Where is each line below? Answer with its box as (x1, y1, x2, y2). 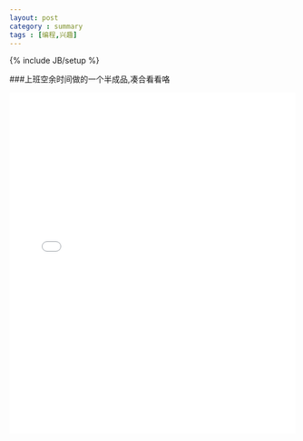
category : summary (9, 22, 83, 31)
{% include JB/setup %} (9, 55, 100, 66)
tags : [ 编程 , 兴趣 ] (9, 30, 78, 39)
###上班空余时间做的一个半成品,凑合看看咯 (9, 74, 171, 85)
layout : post (9, 13, 59, 23)
